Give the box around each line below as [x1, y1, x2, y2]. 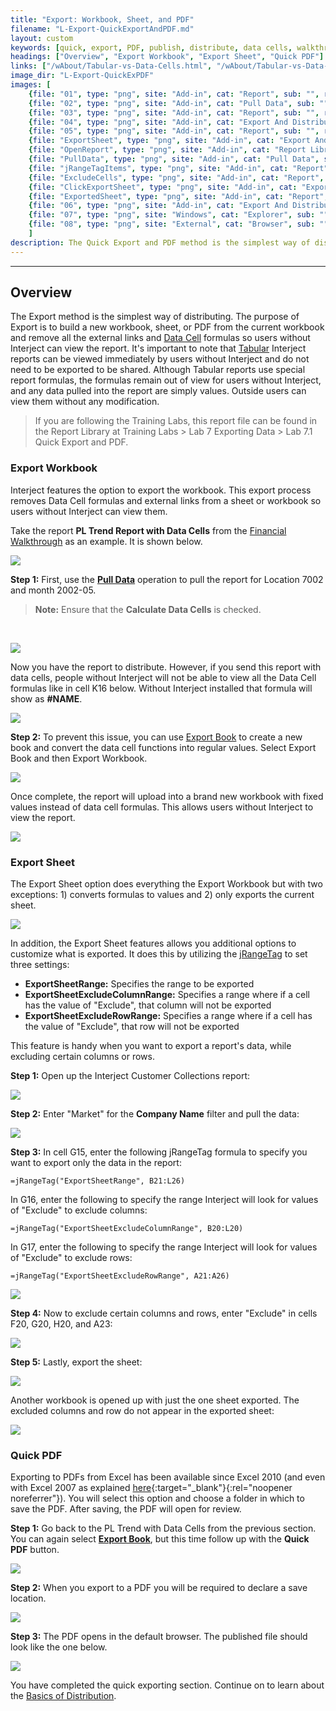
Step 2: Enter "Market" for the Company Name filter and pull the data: [10, 1108, 300, 1120]
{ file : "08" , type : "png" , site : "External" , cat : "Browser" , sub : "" [28, 219, 329, 230]
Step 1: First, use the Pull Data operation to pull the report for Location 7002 [10, 573, 324, 585]
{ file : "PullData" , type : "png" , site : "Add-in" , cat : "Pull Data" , [28, 154, 320, 164]
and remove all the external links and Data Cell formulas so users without [10, 332, 311, 344]
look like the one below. [10, 1641, 108, 1653]
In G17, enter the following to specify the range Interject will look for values [10, 1241, 318, 1253]
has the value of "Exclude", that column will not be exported [24, 999, 272, 1011]
